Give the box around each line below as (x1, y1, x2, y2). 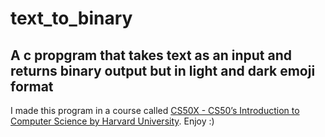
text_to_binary (10, 7, 133, 30)
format (10, 78, 54, 95)
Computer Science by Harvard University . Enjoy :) (10, 115, 215, 127)
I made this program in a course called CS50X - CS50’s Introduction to (10, 105, 300, 116)
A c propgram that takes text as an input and (10, 47, 292, 64)
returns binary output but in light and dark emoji (10, 62, 316, 79)
